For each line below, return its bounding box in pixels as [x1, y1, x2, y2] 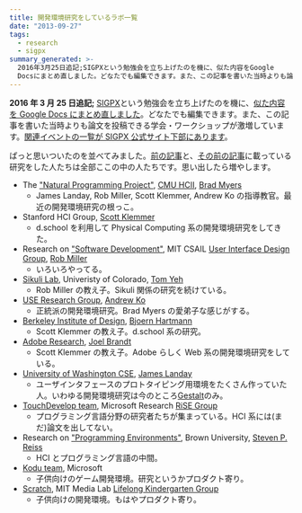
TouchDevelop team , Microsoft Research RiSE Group [22, 400, 218, 411]
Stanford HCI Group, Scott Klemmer [22, 211, 155, 222]
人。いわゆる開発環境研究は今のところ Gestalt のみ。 [35, 390, 228, 401]
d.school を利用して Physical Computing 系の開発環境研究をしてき [35, 222, 282, 233]
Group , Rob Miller [22, 252, 88, 263]
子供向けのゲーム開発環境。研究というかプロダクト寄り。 [35, 473, 249, 483]
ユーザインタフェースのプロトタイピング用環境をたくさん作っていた [35, 378, 288, 389]
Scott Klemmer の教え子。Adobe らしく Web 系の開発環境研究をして [35, 347, 290, 358]
